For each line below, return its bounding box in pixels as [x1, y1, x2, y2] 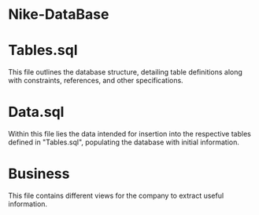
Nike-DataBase [8, 5, 109, 24]
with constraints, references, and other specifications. [8, 76, 183, 86]
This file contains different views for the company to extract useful [8, 191, 224, 200]
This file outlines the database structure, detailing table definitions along [8, 67, 242, 77]
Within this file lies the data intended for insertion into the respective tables [8, 129, 252, 139]
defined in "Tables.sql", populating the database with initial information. [8, 137, 240, 147]
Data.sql [8, 104, 65, 121]
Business [8, 165, 70, 183]
